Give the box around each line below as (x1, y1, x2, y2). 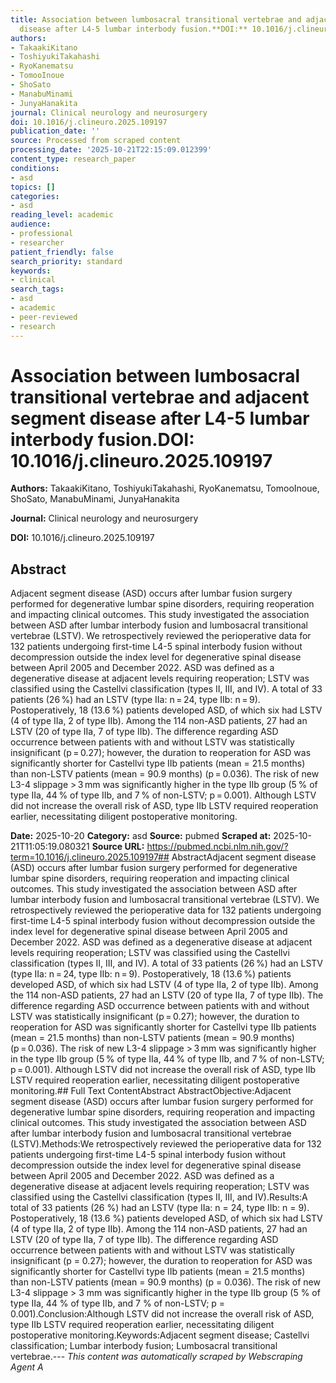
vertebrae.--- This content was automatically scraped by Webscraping (10, 1351, 303, 1363)
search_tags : (10, 284, 65, 295)
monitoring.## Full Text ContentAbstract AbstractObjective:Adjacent (10, 1085, 292, 1097)
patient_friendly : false (10, 247, 114, 257)
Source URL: (91, 841, 145, 853)
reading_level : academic (10, 210, 114, 220)
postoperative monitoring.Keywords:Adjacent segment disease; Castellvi (10, 1329, 310, 1341)
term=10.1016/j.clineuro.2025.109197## (10, 851, 170, 863)
